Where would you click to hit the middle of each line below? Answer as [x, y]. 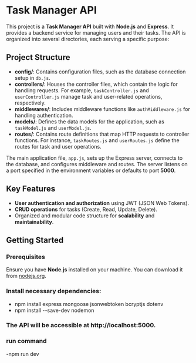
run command [26, 341]
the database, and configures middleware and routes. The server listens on [97, 164]
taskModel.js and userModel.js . [53, 127]
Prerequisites [26, 257]
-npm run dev [23, 354]
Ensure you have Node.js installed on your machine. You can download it [94, 270]
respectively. [30, 103]
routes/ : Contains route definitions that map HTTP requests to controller [102, 134]
